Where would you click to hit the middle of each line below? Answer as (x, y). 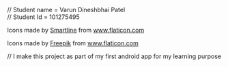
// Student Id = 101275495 (43, 17)
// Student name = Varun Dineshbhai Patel (66, 10)
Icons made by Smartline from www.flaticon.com (76, 30)
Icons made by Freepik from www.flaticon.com (73, 43)
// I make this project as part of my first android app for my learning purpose (114, 56)
